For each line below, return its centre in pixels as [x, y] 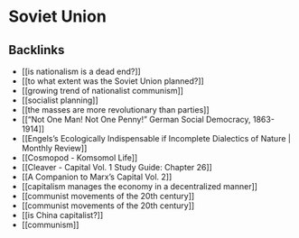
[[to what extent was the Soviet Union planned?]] [112, 81]
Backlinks [37, 50]
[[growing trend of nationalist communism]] [103, 91]
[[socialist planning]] [60, 100]
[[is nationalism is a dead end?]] [81, 71]
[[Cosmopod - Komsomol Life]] [79, 158]
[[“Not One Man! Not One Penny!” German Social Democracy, [136, 119]
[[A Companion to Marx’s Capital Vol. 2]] [97, 177]
